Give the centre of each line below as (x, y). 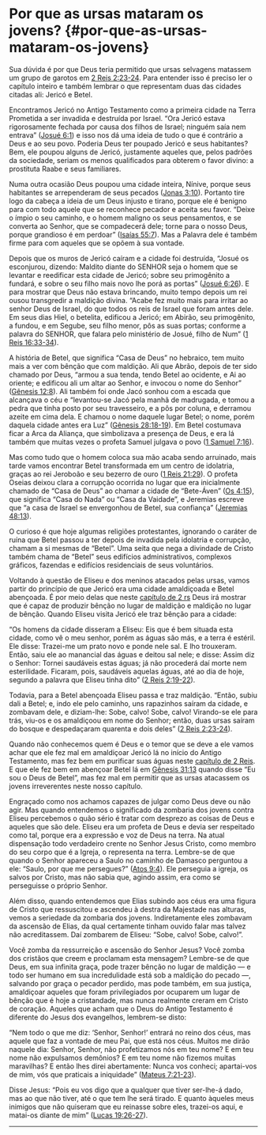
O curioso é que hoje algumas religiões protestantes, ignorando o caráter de (133, 531)
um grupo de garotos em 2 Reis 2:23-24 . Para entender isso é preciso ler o (131, 78)
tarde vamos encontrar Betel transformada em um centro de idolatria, (122, 465)
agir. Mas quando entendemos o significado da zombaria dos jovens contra (132, 810)
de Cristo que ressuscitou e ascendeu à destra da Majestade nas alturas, (128, 909)
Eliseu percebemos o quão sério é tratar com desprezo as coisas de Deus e (132, 818)
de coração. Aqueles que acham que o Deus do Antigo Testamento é (121, 1008)
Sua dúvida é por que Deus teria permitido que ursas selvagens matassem (130, 69)
